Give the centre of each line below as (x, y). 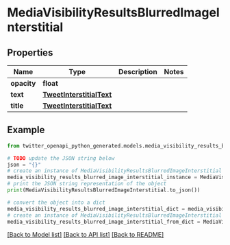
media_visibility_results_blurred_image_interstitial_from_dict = (104, 222)
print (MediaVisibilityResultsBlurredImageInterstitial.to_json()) (104, 190)
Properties (30, 52)
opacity (23, 83)
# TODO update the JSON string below (61, 158)
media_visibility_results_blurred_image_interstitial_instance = (102, 177)
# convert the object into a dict (56, 202)
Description (138, 72)
